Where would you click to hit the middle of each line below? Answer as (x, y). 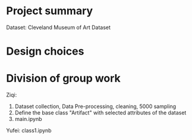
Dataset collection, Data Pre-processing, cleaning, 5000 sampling (95, 106)
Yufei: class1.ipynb (29, 131)
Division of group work (63, 79)
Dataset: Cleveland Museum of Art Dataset (59, 27)
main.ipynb (29, 119)
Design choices (45, 51)
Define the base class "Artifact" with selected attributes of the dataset (100, 113)
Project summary (50, 11)
